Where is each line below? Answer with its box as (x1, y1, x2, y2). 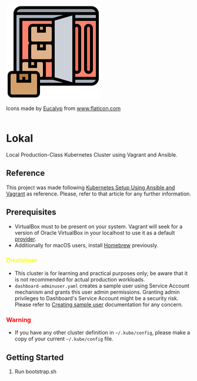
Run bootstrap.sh (14, 367, 57, 375)
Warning (6, 316, 31, 324)
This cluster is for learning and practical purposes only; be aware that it (14, 270, 188, 277)
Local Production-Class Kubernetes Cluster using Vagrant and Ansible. (6, 151, 178, 158)
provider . (14, 235, 36, 243)
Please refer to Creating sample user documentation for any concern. (14, 301, 183, 308)
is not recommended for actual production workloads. (14, 276, 145, 283)
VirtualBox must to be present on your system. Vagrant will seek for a (14, 223, 183, 230)
